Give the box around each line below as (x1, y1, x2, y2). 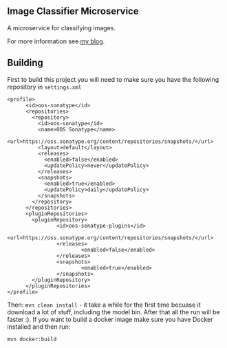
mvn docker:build (7, 336, 57, 342)
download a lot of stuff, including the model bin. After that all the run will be (7, 307, 220, 316)
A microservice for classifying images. (7, 23, 116, 32)
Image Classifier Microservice (7, 6, 139, 17)
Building (7, 57, 43, 69)
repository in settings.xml (7, 83, 82, 91)
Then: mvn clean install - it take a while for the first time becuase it (7, 301, 201, 309)
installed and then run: (7, 323, 71, 331)
